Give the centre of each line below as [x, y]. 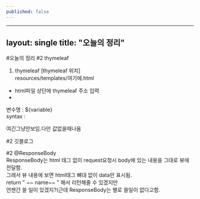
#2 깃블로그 [20, 141]
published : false [28, 12]
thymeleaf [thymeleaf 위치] [48, 71]
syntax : [16, 116]
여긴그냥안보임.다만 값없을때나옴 [44, 129]
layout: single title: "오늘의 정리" [65, 43]
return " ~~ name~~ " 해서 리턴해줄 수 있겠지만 [62, 182]
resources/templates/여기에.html [54, 78]
